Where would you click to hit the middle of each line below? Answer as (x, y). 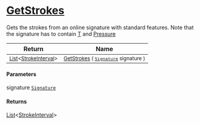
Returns (17, 102)
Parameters (21, 74)
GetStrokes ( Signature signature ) (105, 58)
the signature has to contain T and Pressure (61, 33)
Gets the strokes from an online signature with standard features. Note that (100, 27)
